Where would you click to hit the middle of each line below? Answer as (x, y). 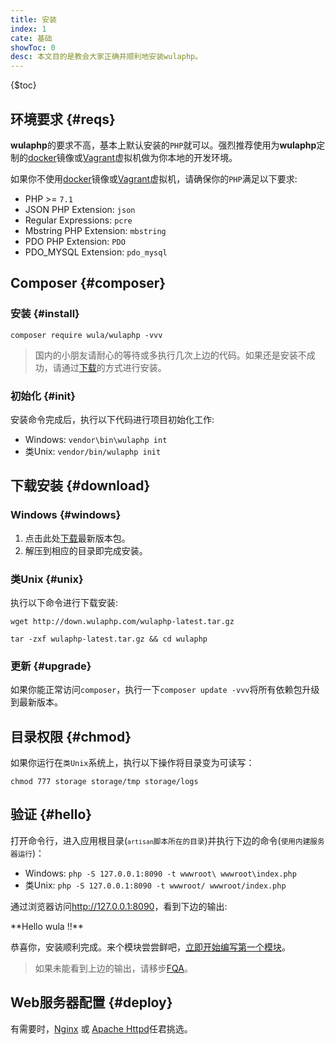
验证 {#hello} (51, 814)
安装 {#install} (45, 314)
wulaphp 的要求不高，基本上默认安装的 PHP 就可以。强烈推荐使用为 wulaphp (163, 145)
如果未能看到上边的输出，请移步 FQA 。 (113, 968)
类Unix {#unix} (47, 579)
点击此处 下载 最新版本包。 (77, 538)
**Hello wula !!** (47, 926)
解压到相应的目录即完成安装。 (86, 550)
